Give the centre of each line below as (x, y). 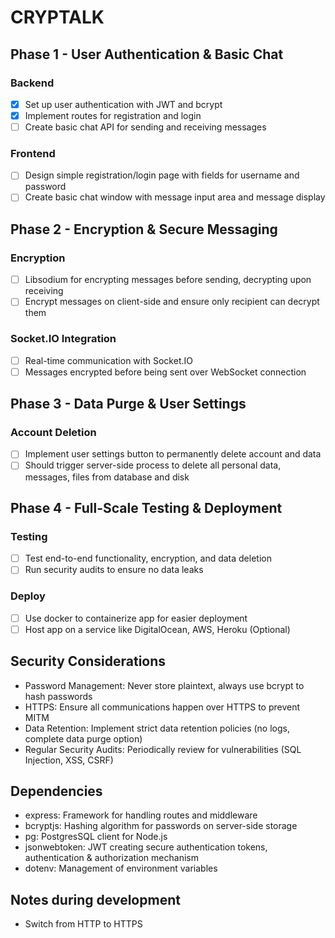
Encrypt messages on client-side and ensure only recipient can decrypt (172, 302)
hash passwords (58, 696)
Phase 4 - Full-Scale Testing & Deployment (146, 507)
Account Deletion (53, 433)
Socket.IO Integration (63, 339)
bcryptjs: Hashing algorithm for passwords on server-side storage (161, 826)
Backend (32, 83)
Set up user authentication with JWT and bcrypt (123, 104)
